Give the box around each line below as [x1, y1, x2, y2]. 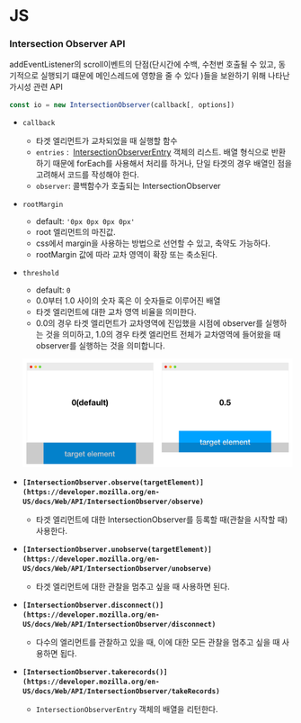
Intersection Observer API [9, 38, 126, 50]
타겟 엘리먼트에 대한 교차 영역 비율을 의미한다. [35, 307, 197, 318]
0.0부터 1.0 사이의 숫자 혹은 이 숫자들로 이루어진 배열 [35, 295, 221, 306]
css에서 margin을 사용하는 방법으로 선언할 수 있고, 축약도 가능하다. [35, 238, 271, 249]
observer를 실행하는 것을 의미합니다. [35, 340, 166, 351]
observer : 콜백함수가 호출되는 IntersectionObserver [35, 181, 222, 192]
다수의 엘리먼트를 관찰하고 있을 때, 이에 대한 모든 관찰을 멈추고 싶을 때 [35, 637, 280, 648]
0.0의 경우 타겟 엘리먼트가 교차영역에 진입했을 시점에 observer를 [35, 318, 263, 329]
